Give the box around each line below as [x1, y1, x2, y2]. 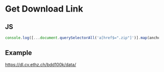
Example [5, 49, 32, 57]
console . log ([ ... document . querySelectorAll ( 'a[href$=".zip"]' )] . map [5, 35, 147, 40]
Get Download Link [5, 3, 83, 14]
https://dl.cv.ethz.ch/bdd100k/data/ [5, 61, 77, 67]
